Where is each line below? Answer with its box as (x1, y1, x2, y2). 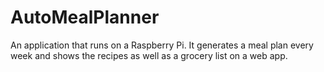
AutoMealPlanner (10, 6, 160, 29)
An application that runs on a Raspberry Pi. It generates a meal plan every (10, 39, 314, 51)
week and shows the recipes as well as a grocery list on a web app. (10, 49, 288, 61)
